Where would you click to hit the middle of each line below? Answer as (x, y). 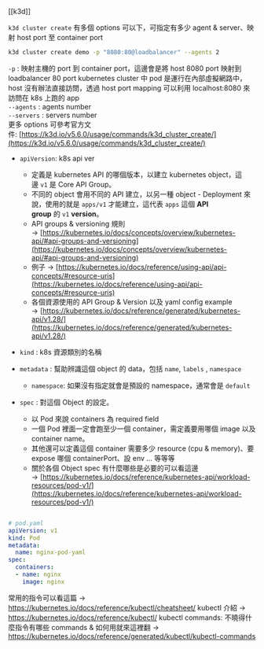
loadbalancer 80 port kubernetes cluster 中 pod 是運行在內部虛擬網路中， (128, 78)
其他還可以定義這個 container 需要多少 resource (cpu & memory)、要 (143, 448)
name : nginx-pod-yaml (51, 553)
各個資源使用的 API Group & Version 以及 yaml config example (132, 301)
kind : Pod (24, 538)
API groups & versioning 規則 (78, 223)
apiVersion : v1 (33, 530)
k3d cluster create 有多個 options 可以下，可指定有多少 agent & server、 (128, 28)
